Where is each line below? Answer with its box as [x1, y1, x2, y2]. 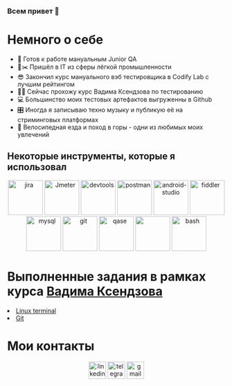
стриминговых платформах [17, 115, 99, 124]
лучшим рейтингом [17, 80, 75, 88]
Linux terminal [16, 306, 57, 314]
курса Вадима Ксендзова [7, 283, 163, 299]
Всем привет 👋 [7, 6, 60, 16]
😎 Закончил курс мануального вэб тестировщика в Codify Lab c [17, 72, 209, 81]
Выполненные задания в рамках [7, 269, 206, 284]
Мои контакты [7, 338, 95, 353]
